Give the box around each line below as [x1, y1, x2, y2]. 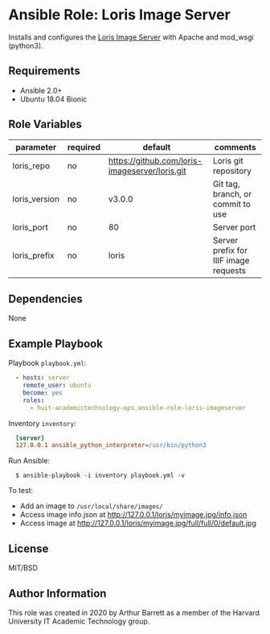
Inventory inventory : [8, 418, 76, 428]
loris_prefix [12, 250, 55, 261]
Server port [212, 222, 256, 233]
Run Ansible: [8, 456, 51, 466]
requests [212, 264, 247, 276]
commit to [212, 198, 251, 209]
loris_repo [12, 160, 51, 171]
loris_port [12, 222, 48, 233]
